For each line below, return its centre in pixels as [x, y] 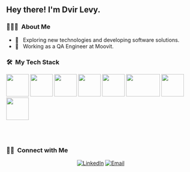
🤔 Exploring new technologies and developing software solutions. [97, 40]
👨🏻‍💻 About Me [28, 27]
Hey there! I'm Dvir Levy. [53, 10]
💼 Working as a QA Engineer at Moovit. [64, 46]
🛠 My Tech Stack [33, 62]
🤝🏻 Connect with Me [37, 150]
